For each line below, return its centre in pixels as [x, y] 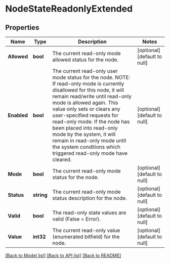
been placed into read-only [85, 128]
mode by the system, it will [84, 134]
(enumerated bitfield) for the [86, 237]
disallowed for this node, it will [88, 90]
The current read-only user [85, 71]
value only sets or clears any [86, 109]
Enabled [18, 115]
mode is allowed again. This [85, 103]
